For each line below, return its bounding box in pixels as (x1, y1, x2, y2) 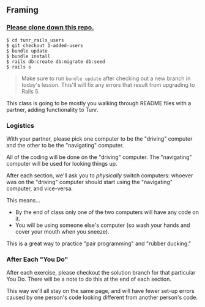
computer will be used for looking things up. (6, 160, 117, 167)
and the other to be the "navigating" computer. (6, 141, 124, 149)
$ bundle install (6, 53, 51, 59)
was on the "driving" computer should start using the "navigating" (6, 178, 173, 185)
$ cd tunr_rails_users (6, 37, 64, 43)
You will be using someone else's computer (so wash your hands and (15, 221, 190, 229)
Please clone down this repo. (6, 23, 94, 32)
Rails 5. (21, 87, 40, 95)
